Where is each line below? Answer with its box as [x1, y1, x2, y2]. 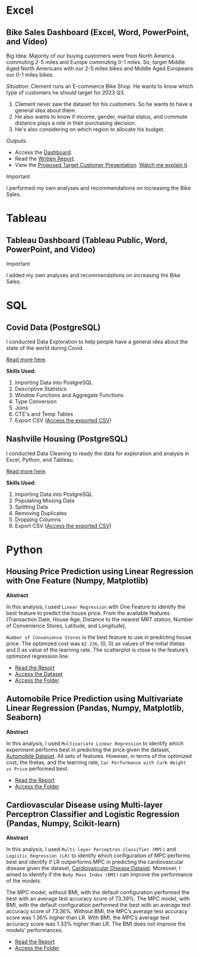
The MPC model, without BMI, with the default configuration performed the [6, 889, 190, 896]
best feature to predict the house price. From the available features [6, 609, 170, 617]
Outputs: [6, 137, 28, 144]
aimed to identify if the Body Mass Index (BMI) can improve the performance [6, 871, 193, 878]
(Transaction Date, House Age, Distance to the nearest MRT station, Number [6, 615, 194, 623]
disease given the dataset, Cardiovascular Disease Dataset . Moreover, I [6, 865, 181, 872]
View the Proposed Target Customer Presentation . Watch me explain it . [14, 162, 189, 168]
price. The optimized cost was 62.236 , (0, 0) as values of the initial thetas [6, 640, 185, 647]
